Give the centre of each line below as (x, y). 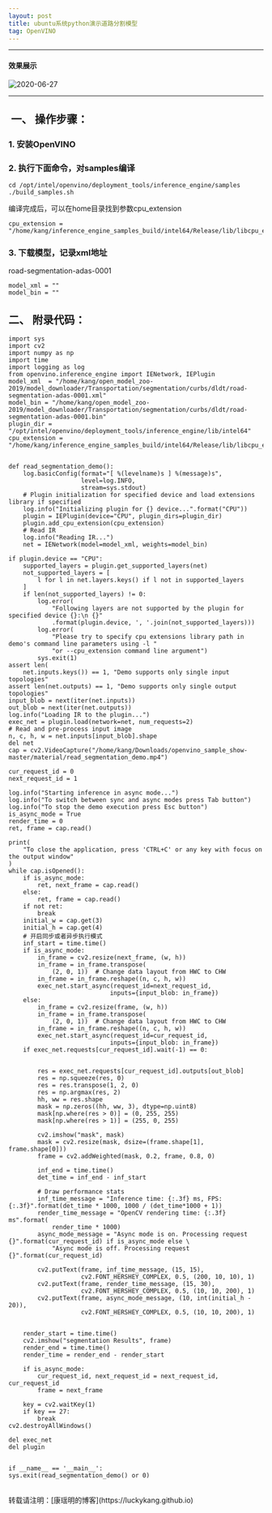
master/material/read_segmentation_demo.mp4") (88, 758)
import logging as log (47, 367)
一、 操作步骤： (49, 119)
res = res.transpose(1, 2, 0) (88, 1086)
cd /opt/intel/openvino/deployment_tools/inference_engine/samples (125, 186)
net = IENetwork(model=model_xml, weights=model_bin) (115, 545)
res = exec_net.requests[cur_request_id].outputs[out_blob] (141, 1071)
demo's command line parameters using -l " (83, 644)
